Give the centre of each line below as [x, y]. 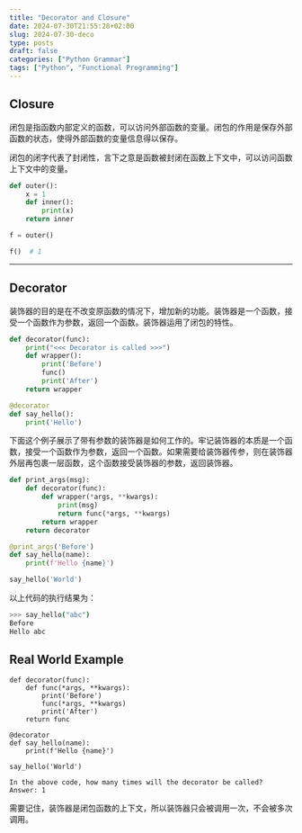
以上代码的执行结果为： [53, 598]
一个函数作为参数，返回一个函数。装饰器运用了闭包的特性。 [127, 322]
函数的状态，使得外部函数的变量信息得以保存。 [96, 138]
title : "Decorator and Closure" [70, 18]
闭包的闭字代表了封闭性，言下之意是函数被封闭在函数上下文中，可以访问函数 [151, 157]
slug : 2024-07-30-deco [52, 34]
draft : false [34, 51]
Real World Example [67, 660]
